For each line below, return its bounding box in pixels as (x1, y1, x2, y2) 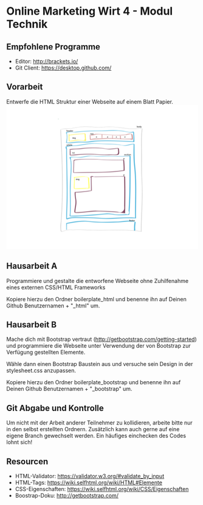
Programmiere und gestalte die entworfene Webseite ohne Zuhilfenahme (6, 277, 189, 284)
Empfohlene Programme (6, 41, 100, 52)
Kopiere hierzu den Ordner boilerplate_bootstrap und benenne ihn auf (6, 379, 181, 386)
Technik (6, 17, 48, 31)
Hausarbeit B (6, 320, 57, 330)
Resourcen (6, 456, 49, 467)
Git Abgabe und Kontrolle (6, 403, 105, 413)
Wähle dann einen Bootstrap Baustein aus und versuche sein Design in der (6, 360, 193, 368)
